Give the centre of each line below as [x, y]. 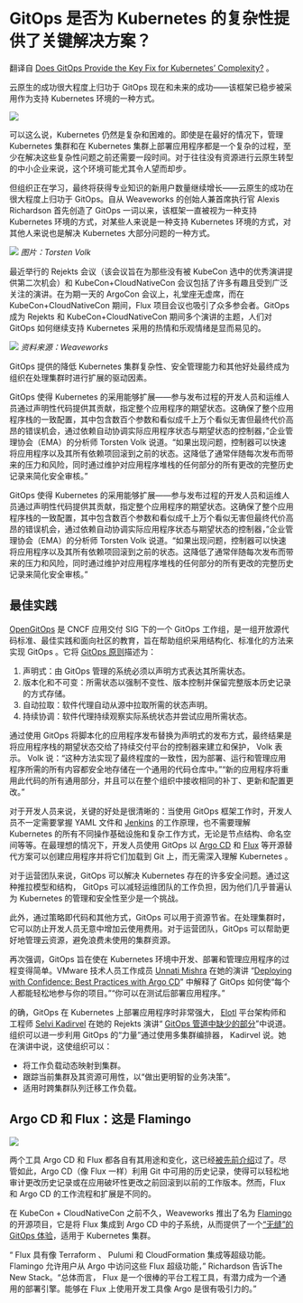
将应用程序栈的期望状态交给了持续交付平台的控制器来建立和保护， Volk [141, 746]
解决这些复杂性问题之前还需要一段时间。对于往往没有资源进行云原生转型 [159, 157]
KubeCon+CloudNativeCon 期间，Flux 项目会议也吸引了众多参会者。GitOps [150, 305]
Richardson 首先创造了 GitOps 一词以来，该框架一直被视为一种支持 [133, 210]
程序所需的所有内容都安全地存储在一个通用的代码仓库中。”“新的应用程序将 [145, 769]
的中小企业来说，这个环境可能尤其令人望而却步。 [100, 168]
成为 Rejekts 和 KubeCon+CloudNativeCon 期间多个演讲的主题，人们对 [141, 316]
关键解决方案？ [96, 41]
